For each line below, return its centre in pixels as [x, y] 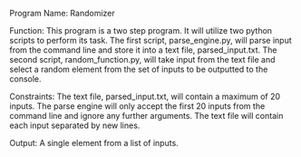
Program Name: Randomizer [62, 13]
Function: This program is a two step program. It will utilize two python [141, 30]
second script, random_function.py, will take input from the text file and [142, 59]
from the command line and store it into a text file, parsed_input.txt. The [143, 50]
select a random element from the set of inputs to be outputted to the [139, 69]
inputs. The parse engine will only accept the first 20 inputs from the [137, 106]
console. [26, 79]
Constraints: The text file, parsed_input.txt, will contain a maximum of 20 [145, 96]
